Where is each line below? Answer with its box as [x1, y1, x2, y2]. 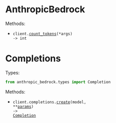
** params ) [12, 104, 34, 109]
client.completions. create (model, [12, 100, 86, 105]
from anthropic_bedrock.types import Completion [5, 79, 111, 85]
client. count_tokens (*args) [12, 31, 73, 36]
